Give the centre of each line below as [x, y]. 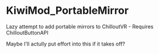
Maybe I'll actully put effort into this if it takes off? [66, 44]
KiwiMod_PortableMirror [68, 11]
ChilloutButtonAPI [27, 32]
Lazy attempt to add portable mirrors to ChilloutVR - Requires [80, 26]
